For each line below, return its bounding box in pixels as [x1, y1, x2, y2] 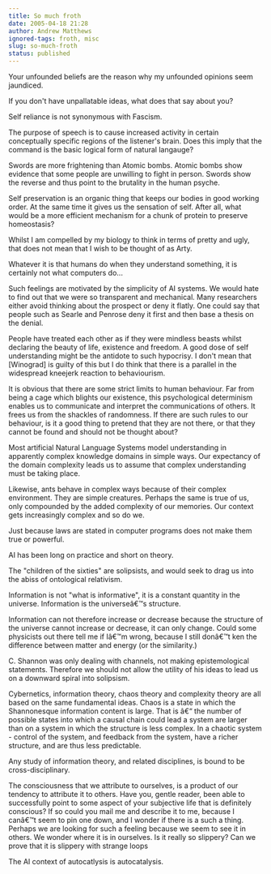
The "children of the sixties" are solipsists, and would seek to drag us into [8, 566, 254, 576]
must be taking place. [8, 469, 81, 478]
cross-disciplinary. [8, 765, 70, 774]
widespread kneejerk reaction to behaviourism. [8, 368, 166, 378]
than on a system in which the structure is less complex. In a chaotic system [8, 723, 262, 733]
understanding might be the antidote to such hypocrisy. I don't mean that [8, 351, 252, 361]
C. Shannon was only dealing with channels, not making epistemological [8, 656, 249, 666]
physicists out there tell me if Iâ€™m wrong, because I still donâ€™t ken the [8, 632, 257, 641]
